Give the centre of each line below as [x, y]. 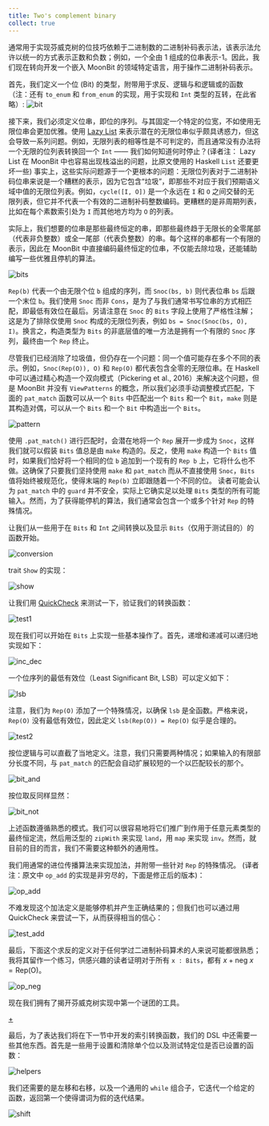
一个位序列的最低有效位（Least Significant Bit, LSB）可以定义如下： [120, 678]
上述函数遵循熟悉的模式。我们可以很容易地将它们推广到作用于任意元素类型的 [134, 828]
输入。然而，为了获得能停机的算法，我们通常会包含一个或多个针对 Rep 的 [128, 501]
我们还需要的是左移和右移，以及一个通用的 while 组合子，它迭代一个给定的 [131, 1088]
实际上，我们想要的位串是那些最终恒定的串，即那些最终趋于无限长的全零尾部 [134, 228]
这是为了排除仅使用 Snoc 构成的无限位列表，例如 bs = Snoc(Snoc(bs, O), [128, 320]
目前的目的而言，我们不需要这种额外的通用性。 [85, 848]
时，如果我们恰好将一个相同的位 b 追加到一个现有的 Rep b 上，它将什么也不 [132, 460]
